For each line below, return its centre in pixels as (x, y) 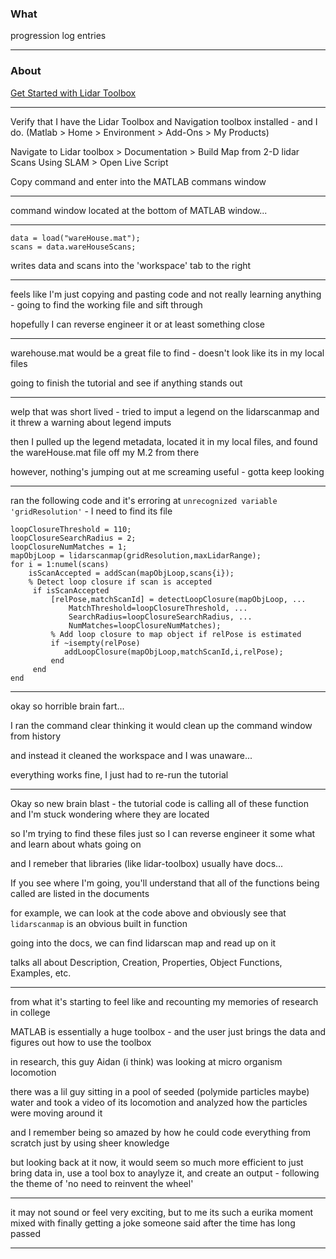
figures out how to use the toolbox (81, 1042)
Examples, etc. (41, 973)
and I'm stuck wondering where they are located (110, 814)
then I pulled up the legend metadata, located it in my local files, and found (164, 441)
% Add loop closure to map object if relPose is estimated (176, 634)
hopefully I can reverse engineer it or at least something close (138, 324)
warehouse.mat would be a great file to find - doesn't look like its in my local (167, 353)
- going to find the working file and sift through (106, 304)
